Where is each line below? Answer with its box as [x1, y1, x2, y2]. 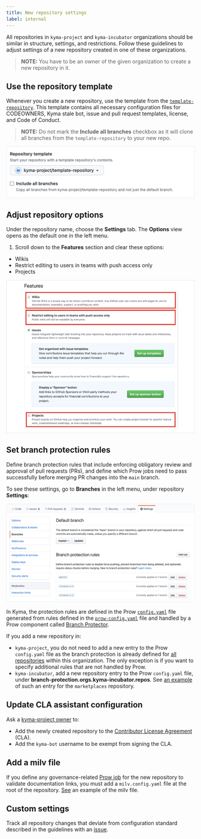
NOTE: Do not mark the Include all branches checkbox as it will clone [20, 128, 193, 135]
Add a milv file [6, 757, 61, 768]
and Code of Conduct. [6, 117, 61, 124]
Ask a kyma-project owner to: [6, 715, 80, 723]
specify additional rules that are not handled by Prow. [14, 663, 147, 670]
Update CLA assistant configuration [6, 700, 143, 710]
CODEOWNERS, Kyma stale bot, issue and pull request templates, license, [6, 110, 188, 117]
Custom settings [6, 804, 70, 814]
